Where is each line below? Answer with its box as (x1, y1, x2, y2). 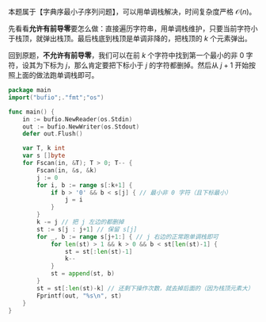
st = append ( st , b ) (50, 270, 115, 278)
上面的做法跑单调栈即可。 (14, 71, 99, 79)
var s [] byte (22, 151, 66, 160)
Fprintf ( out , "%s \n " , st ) (36, 292, 123, 300)
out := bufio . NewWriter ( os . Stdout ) (22, 122, 140, 131)
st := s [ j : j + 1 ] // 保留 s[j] (36, 225, 138, 233)
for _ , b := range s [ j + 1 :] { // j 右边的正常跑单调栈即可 (36, 232, 219, 240)
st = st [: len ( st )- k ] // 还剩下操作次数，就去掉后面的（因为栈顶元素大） (36, 284, 254, 292)
